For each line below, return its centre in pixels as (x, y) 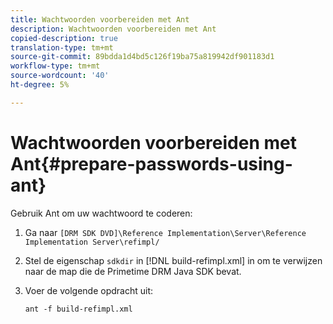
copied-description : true (64, 38)
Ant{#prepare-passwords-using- (151, 163)
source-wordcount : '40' (60, 76)
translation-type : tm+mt (62, 47)
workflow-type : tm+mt (55, 66)
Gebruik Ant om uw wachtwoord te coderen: (101, 213)
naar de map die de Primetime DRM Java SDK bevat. (133, 271)
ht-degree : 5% (40, 85)
